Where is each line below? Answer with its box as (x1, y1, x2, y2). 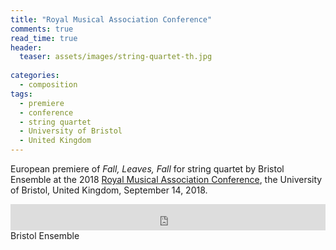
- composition (19, 80, 78, 90)
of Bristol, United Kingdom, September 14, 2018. (10, 184, 208, 196)
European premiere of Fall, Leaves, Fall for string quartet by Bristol (10, 163, 285, 175)
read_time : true (10, 33, 78, 43)
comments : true (10, 24, 74, 34)
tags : (10, 89, 33, 99)
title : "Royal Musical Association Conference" (10, 14, 213, 25)
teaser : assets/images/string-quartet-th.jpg (19, 52, 213, 62)
